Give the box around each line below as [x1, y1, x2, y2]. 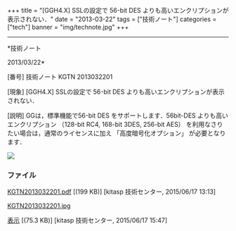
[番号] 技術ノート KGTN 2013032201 [7, 73, 113, 81]
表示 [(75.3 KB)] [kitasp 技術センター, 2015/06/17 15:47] [7, 216, 168, 225]
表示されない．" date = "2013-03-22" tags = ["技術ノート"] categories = [7, 15, 217, 23]
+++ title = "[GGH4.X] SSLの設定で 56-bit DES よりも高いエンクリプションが [7, 6, 229, 14]
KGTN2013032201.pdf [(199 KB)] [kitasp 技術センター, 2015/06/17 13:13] [7, 187, 216, 196]
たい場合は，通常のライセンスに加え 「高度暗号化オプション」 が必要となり [7, 129, 226, 137]
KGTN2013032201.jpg [7, 201, 71, 210]
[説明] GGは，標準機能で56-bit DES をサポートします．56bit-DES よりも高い [7, 111, 228, 120]
